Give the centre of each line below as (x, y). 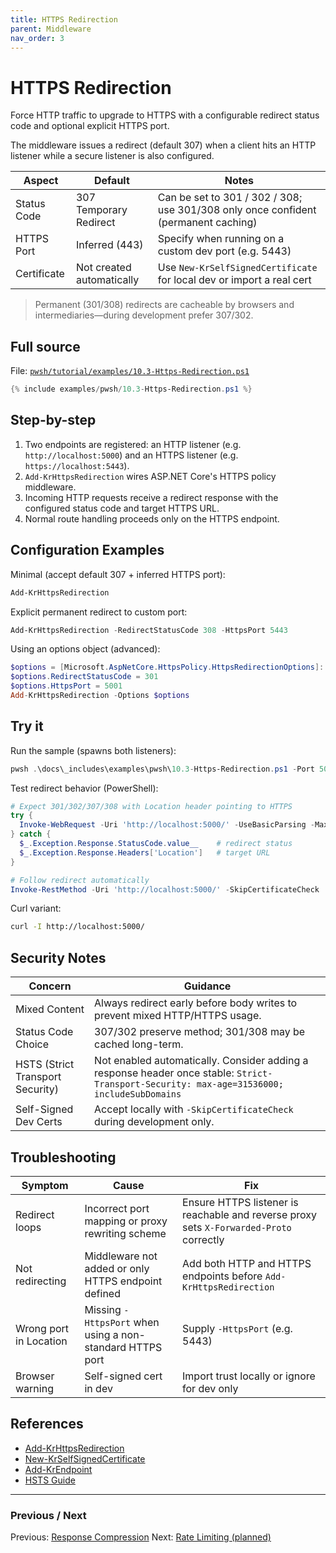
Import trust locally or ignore (249, 1376)
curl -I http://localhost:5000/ (77, 927)
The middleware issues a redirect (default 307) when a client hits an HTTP (163, 145)
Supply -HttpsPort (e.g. (237, 1328)
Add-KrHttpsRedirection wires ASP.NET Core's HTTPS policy (150, 476)
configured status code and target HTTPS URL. (122, 508)
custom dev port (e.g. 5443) (224, 251)
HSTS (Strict (45, 1064)
